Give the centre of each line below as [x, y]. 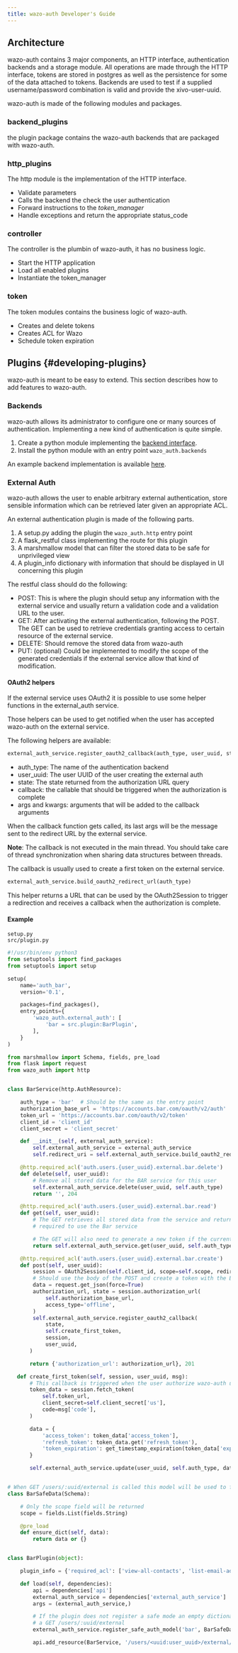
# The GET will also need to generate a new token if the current [133, 1239]
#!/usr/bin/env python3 [42, 953]
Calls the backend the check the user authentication [93, 200]
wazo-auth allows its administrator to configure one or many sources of [112, 421]
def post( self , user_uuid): [61, 1265]
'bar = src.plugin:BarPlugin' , [91, 1025]
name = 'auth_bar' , [46, 985]
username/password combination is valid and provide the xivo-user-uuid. [114, 90]
